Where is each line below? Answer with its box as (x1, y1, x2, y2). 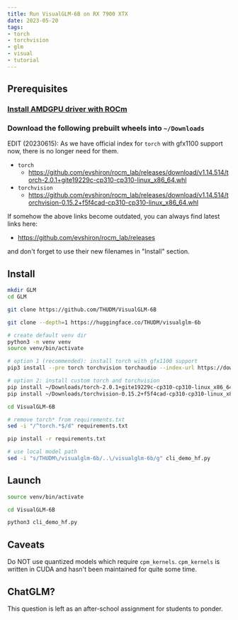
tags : (7, 23, 23, 31)
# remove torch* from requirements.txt (7, 416, 125, 423)
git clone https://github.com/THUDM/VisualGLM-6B (7, 306, 157, 313)
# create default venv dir (7, 332, 87, 339)
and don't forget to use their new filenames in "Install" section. (7, 247, 190, 256)
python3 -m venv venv (7, 338, 72, 345)
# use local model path (7, 448, 78, 455)
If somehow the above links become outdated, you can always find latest (7, 212, 220, 221)
